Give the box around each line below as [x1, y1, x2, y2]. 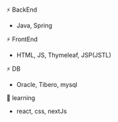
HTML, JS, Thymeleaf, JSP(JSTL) [16, 51, 112, 59]
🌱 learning [6, 94, 36, 101]
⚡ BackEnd [6, 5, 37, 14]
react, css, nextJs [16, 107, 67, 115]
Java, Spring [16, 21, 53, 29]
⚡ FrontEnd [6, 35, 38, 43]
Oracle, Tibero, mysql [16, 81, 78, 88]
